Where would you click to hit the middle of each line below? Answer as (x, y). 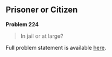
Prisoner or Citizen (42, 10)
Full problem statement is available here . (56, 47)
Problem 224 (22, 24)
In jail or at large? (42, 36)
